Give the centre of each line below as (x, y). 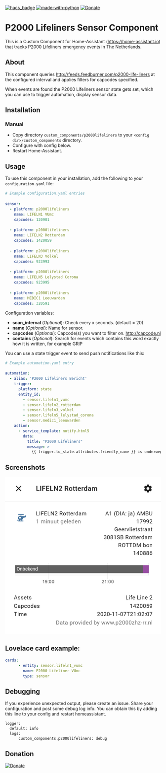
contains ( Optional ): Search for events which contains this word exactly (85, 338)
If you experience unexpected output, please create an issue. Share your (79, 703)
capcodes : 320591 (32, 303)
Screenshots (25, 467)
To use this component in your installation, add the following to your (74, 178)
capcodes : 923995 (32, 282)
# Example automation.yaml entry (40, 363)
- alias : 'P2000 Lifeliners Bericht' (48, 379)
